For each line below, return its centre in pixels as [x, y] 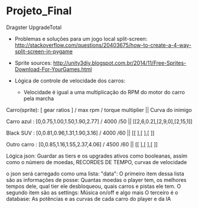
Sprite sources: [33, 63]
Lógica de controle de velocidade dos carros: [70, 81]
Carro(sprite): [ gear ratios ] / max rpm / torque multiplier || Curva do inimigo [99, 110]
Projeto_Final [39, 11]
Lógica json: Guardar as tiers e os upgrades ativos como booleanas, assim [97, 156]
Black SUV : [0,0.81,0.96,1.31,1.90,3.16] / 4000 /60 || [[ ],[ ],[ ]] [80, 133]
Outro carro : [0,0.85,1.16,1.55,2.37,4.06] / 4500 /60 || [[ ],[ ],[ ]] [82, 144]
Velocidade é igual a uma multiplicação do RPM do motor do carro [104, 92]
